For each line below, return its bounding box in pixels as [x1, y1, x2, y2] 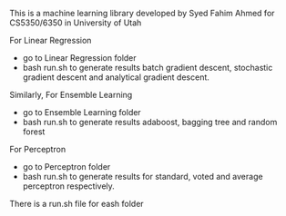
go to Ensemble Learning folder [22, 107, 141, 117]
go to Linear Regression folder [22, 53, 137, 63]
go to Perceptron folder [22, 162, 111, 172]
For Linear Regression [9, 35, 92, 45]
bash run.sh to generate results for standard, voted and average [22, 172, 263, 182]
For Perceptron [9, 144, 66, 154]
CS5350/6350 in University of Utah [9, 17, 142, 28]
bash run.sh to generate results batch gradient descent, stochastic [22, 63, 273, 73]
